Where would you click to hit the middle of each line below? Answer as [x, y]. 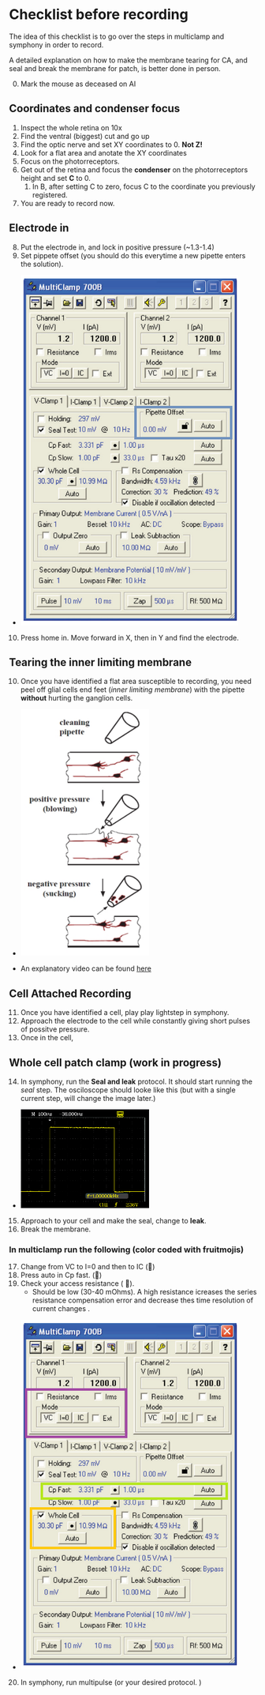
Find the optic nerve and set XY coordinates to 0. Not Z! [112, 145]
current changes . [61, 1309]
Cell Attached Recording [70, 993]
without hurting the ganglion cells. [77, 698]
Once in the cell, [47, 1038]
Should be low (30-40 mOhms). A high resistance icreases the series [144, 1292]
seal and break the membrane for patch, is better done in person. [115, 68]
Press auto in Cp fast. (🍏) [61, 1275]
